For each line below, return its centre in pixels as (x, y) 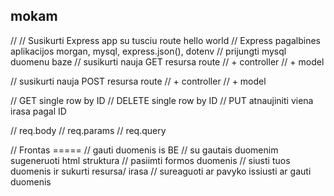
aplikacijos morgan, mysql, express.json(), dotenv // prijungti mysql (148, 51)
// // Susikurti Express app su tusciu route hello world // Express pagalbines (165, 40)
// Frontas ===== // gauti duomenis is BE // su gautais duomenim (144, 150)
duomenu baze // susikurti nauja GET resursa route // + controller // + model (167, 61)
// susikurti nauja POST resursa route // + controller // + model (138, 81)
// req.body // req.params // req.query (88, 130)
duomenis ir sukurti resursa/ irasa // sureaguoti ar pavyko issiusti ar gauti (161, 171)
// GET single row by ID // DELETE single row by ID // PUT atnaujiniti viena (162, 100)
